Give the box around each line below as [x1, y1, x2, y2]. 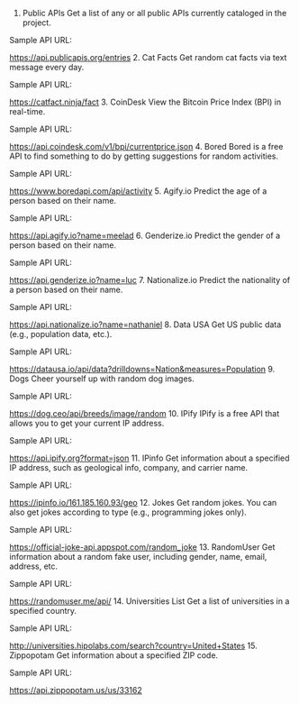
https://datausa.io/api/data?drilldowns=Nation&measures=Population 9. [9, 364, 276, 374]
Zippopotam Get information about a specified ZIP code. [9, 650, 219, 661]
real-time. [9, 106, 46, 116]
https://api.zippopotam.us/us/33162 [9, 685, 142, 695]
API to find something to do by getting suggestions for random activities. [9, 151, 279, 161]
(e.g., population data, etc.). [9, 329, 113, 339]
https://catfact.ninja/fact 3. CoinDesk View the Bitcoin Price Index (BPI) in [9, 96, 282, 107]
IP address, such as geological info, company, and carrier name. [9, 462, 249, 472]
